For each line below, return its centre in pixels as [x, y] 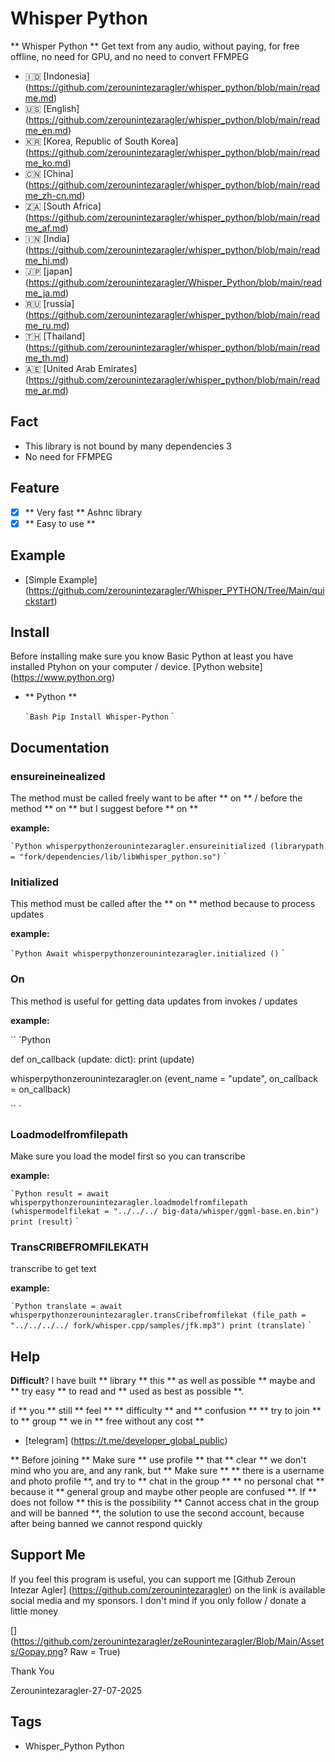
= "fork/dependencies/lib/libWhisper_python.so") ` [118, 856]
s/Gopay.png [37, 1651]
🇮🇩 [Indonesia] [57, 76]
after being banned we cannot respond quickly [106, 1523]
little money [34, 1611]
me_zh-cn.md [53, 195]
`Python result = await [60, 1193]
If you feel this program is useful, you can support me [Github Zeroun [153, 1579]
